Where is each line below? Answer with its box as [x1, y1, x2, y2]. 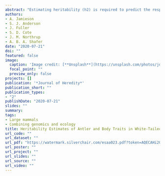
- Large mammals [5, 117, 38, 122]
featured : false [5, 53, 38, 58]
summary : [5, 108, 23, 113]
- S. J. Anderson [5, 21, 41, 26]
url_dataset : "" [5, 136, 38, 141]
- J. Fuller [5, 26, 29, 31]
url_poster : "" [5, 145, 36, 150]
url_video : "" [5, 163, 34, 168]
